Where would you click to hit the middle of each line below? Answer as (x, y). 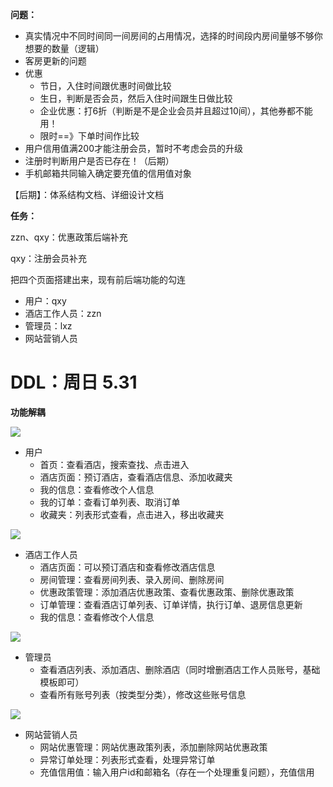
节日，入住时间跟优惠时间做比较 (105, 86)
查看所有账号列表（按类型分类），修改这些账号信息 (143, 694)
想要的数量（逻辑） (64, 48)
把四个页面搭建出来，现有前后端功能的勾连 (98, 279)
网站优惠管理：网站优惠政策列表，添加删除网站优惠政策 (153, 747)
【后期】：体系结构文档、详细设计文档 (87, 194)
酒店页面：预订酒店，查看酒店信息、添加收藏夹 (136, 477)
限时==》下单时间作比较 (89, 136)
